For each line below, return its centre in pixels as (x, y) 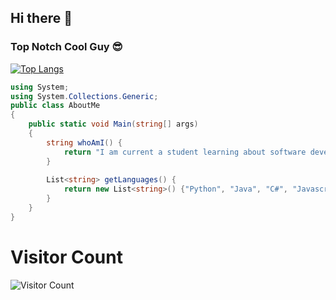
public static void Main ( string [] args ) (113, 124)
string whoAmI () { (84, 142)
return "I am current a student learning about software (185, 152)
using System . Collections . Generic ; (84, 96)
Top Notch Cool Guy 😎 (66, 47)
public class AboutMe (55, 106)
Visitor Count (66, 257)
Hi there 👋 (41, 18)
